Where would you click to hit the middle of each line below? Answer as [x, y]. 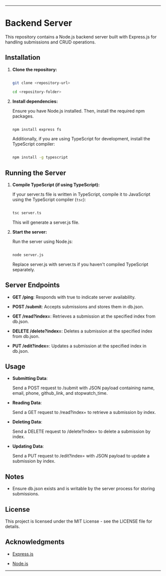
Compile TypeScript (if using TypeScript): [56, 185]
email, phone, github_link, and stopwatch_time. [60, 393]
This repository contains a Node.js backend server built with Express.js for [81, 37]
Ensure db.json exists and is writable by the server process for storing [83, 489]
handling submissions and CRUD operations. [51, 42]
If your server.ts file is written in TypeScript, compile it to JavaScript [81, 194]
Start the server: [30, 232]
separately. [24, 269]
